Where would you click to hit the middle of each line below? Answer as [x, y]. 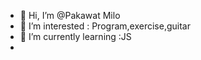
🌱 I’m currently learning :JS [75, 36]
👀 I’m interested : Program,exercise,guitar [105, 26]
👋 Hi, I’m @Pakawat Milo [70, 15]
